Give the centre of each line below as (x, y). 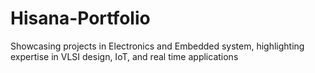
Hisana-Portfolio (80, 18)
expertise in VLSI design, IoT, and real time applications (124, 56)
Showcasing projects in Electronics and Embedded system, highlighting (157, 46)
